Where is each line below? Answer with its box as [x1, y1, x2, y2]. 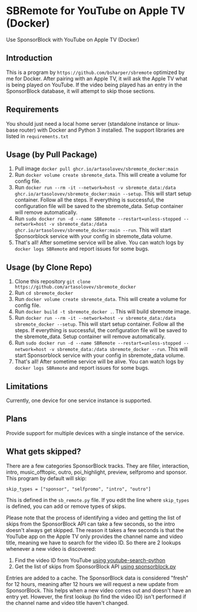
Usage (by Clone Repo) [6, 262, 92, 272]
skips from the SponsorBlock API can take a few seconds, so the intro [6, 520, 175, 527]
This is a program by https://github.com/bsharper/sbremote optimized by [6, 69, 185, 76]
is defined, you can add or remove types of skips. [6, 503, 126, 510]
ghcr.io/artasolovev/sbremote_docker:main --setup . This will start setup [14, 190, 192, 198]
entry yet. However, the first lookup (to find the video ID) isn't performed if [6, 593, 186, 600]
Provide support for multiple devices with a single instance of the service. [6, 429, 185, 436]
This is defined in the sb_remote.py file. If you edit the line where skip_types [6, 496, 189, 503]
